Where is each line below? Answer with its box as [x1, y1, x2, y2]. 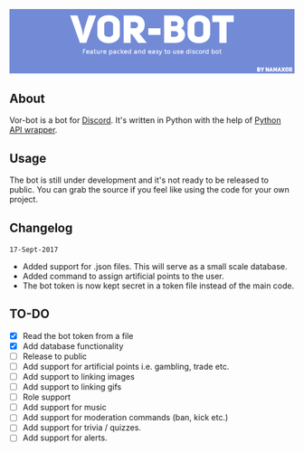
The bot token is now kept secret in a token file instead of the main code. [22, 280, 295, 291]
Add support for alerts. [22, 432, 108, 443]
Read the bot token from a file [22, 330, 134, 341]
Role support [22, 391, 71, 402]
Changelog [9, 220, 73, 235]
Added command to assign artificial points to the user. [22, 270, 224, 281]
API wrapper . [9, 125, 58, 136]
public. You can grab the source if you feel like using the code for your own [9, 184, 290, 195]
